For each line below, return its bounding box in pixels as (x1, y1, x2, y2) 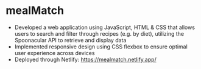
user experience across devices (14, 49, 95, 56)
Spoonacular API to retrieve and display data (14, 36, 127, 44)
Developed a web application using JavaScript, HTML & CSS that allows (14, 24, 196, 31)
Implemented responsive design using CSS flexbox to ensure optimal (14, 43, 188, 50)
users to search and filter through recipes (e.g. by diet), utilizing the (14, 30, 185, 37)
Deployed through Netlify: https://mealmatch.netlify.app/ (14, 56, 157, 63)
